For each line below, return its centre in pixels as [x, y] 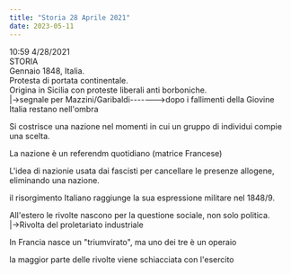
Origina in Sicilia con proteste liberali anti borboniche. [108, 90]
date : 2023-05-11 [42, 26]
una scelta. [30, 136]
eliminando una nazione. [55, 180]
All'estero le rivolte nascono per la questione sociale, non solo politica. [140, 215]
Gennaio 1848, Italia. [47, 71]
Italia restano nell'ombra [54, 109]
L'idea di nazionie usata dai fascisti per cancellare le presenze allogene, [142, 171]
